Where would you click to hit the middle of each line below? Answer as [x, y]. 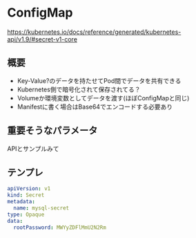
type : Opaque [26, 214]
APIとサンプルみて [33, 148]
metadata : [21, 202]
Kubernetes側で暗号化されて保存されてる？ [79, 89]
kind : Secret [26, 195]
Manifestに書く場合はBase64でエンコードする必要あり [95, 107]
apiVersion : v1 [29, 189]
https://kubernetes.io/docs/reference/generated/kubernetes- [94, 32]
